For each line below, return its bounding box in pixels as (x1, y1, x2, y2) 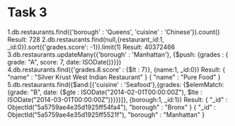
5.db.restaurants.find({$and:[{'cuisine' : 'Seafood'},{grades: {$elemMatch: (7, 80, 224, 88)
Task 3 (7, 4, 47, 21)
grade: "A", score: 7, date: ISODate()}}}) (7, 57, 122, 66)
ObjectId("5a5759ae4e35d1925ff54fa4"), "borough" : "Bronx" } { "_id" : (7, 103, 216, 111)
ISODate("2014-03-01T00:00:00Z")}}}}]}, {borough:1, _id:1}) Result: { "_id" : (7, 95, 228, 103)
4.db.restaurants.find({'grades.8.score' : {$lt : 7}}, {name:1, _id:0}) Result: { (7, 65, 226, 74)
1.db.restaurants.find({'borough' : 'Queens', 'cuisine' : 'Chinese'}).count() (7, 28, 220, 36)
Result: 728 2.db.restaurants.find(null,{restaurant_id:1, (7, 35, 165, 43)
